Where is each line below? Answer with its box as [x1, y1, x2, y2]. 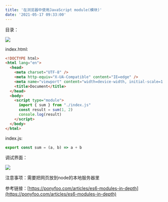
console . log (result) [18, 112, 62, 117]
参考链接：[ [5, 185, 29, 191]
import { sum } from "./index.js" [18, 103, 92, 108]
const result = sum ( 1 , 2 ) [18, 107, 73, 112]
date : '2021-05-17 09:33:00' [5, 12, 66, 17]
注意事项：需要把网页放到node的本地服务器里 [5, 175, 100, 181]
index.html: [5, 46, 29, 52]
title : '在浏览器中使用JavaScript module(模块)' [5, 7, 102, 13]
